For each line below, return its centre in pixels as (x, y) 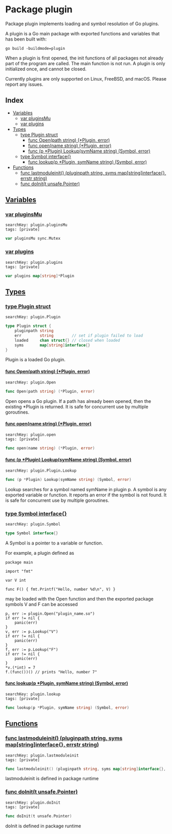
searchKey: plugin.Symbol (33, 524)
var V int (16, 580)
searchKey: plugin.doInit (33, 802)
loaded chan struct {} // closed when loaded (67, 340)
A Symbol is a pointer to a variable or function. (54, 543)
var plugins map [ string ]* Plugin (40, 276)
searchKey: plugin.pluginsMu (36, 225)
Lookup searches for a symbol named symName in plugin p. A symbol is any (86, 489)
